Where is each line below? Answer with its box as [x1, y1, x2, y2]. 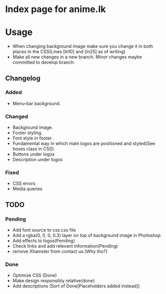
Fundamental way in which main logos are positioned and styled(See [12, 140, 155, 146]
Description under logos [12, 157, 63, 163]
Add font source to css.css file [12, 227, 76, 233]
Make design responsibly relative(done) [12, 278, 95, 284]
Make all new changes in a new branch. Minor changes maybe [12, 54, 142, 60]
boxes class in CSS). [12, 146, 55, 152]
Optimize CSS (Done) [12, 272, 57, 278]
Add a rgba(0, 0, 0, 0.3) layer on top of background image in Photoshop [12, 233, 161, 239]
